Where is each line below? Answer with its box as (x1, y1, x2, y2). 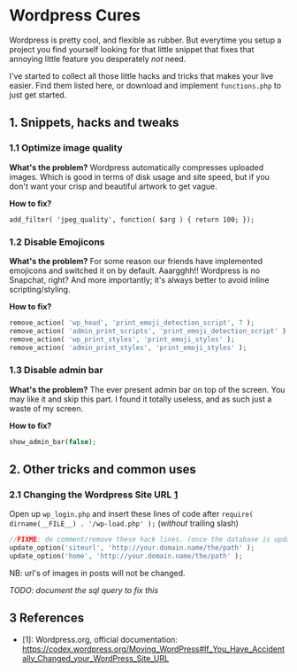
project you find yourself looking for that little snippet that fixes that (9, 43, 255, 54)
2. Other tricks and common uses (9, 462, 196, 477)
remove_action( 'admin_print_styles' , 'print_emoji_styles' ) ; (9, 343, 247, 352)
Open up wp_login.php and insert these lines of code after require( (9, 509, 254, 520)
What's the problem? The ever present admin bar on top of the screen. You (9, 384, 286, 395)
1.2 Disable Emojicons (9, 236, 105, 248)
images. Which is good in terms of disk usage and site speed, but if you (9, 171, 270, 182)
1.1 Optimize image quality (9, 142, 124, 154)
